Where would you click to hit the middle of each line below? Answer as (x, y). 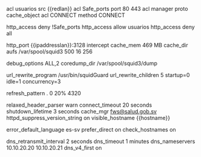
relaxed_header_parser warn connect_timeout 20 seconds (79, 105)
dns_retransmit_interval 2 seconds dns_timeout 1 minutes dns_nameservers (101, 141)
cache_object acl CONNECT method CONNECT (66, 15)
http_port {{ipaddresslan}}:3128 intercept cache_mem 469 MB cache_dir (97, 45)
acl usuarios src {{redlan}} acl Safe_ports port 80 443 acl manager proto (97, 9)
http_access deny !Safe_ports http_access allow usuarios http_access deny (101, 27)
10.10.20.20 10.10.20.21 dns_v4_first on (54, 148)
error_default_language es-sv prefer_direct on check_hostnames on (91, 129)
